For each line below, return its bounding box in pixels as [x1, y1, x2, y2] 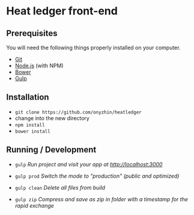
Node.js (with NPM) [14, 62, 64, 69]
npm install [14, 122, 45, 128]
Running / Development [6, 145, 97, 155]
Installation [6, 92, 49, 103]
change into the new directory [14, 114, 90, 121]
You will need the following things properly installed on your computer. [6, 44, 181, 51]
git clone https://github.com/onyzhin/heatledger [14, 109, 142, 115]
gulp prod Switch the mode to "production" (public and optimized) [14, 172, 180, 180]
